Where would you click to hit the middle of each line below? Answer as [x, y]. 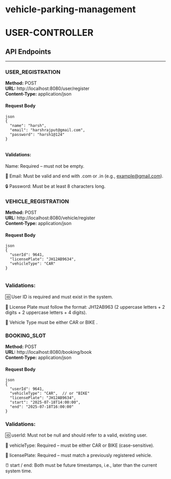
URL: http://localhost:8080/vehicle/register [50, 218]
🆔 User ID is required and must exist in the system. [59, 296]
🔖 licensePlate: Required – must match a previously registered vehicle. [79, 455]
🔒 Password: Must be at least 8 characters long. [55, 186]
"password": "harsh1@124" [37, 134]
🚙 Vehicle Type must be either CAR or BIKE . [51, 322]
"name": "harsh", [28, 126]
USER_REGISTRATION [33, 72]
